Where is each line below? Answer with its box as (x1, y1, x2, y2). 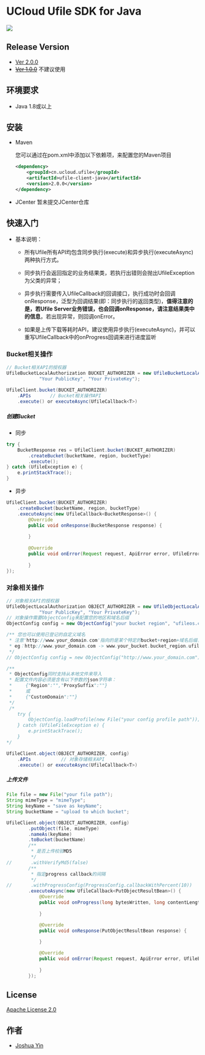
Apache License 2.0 (6, 1006, 57, 1013)
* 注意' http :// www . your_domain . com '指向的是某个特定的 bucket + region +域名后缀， (9, 637, 203, 644)
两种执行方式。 (24, 256, 62, 263)
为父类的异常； (24, 277, 62, 284)
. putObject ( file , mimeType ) (28, 825, 99, 832)
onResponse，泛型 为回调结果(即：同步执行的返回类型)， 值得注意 (24, 297, 188, 304)
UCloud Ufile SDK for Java (6, 4, 142, 18)
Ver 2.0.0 (15, 58, 38, 66)
